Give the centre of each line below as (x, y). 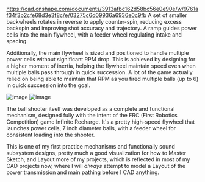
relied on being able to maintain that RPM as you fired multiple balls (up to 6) (103, 79)
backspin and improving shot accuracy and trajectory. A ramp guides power (102, 28)
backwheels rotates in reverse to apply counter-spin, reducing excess (94, 22)
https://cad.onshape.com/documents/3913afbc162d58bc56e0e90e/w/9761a (103, 9)
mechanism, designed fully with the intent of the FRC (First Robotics (92, 115)
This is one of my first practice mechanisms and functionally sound (91, 146)
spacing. (17, 41)
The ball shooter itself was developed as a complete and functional (91, 109)
